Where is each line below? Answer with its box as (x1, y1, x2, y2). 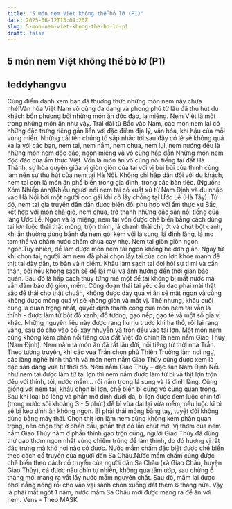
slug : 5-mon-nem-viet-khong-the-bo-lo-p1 (7, 23, 129, 30)
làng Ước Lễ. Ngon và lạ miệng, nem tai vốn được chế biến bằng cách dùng (7, 215, 222, 224)
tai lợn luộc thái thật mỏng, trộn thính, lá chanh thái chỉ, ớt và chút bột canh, (7, 223, 223, 231)
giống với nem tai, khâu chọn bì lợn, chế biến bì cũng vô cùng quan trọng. (7, 385, 217, 393)
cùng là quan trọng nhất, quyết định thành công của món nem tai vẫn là (7, 303, 211, 312)
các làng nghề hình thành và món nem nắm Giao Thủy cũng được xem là (7, 356, 214, 364)
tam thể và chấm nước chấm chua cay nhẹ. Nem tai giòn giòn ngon (7, 237, 199, 246)
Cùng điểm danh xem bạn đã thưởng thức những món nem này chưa (7, 97, 202, 106)
